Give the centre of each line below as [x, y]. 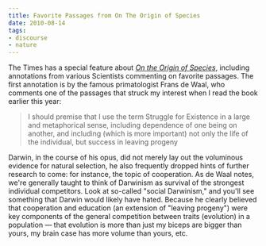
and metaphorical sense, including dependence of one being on [132, 125]
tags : [17, 30]
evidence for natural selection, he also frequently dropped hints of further [129, 166]
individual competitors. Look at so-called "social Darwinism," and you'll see [131, 191]
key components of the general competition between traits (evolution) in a [129, 217]
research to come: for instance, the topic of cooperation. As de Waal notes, [131, 175]
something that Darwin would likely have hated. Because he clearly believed [133, 200]
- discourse [28, 38]
